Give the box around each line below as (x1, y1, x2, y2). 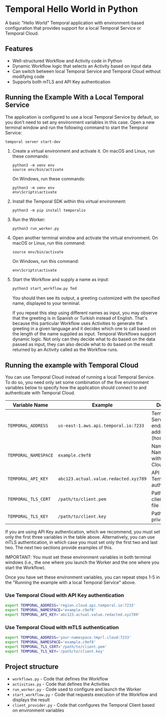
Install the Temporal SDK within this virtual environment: (12, 198, 126, 204)
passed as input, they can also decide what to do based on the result (12, 341, 153, 347)
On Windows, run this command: (12, 258, 79, 264)
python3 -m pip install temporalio (12, 208, 86, 213)
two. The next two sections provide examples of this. (5, 545, 113, 550)
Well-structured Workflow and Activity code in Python (12, 58, 123, 64)
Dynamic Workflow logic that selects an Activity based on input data (12, 63, 152, 69)
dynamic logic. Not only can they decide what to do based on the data (12, 336, 156, 342)
